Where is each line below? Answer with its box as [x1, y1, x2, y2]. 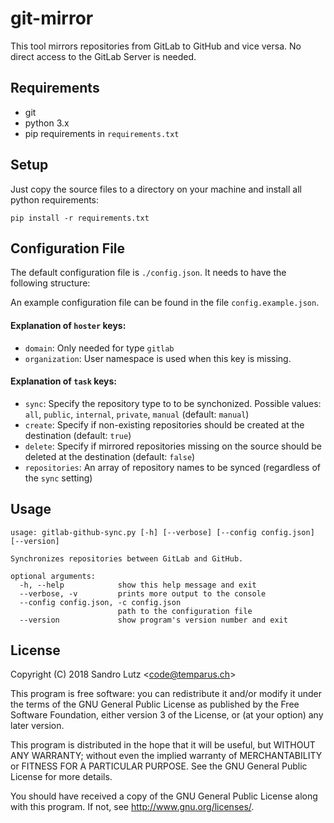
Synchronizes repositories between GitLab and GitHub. [10, 553, 244, 564]
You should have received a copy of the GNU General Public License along [10, 790, 318, 802]
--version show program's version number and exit [19, 615, 288, 625]
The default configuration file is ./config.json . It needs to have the [10, 267, 287, 279]
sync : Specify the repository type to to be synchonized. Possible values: [24, 397, 322, 409]
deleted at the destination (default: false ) [24, 450, 196, 462]
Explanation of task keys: [10, 375, 118, 387]
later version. [10, 720, 65, 732]
